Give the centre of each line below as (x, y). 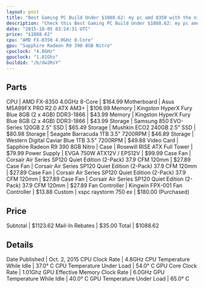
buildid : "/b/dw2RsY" (34, 62)
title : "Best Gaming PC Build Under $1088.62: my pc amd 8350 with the (99, 18)
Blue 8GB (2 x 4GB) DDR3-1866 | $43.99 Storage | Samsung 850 (87, 121)
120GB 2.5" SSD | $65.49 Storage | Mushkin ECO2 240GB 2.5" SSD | (110, 127)
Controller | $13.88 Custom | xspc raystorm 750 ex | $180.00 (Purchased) (98, 192)
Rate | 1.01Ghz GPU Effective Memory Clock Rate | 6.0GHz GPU (86, 272)
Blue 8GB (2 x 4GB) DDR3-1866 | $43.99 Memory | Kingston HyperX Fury (99, 115)
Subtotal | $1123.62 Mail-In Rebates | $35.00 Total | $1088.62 (83, 226)
